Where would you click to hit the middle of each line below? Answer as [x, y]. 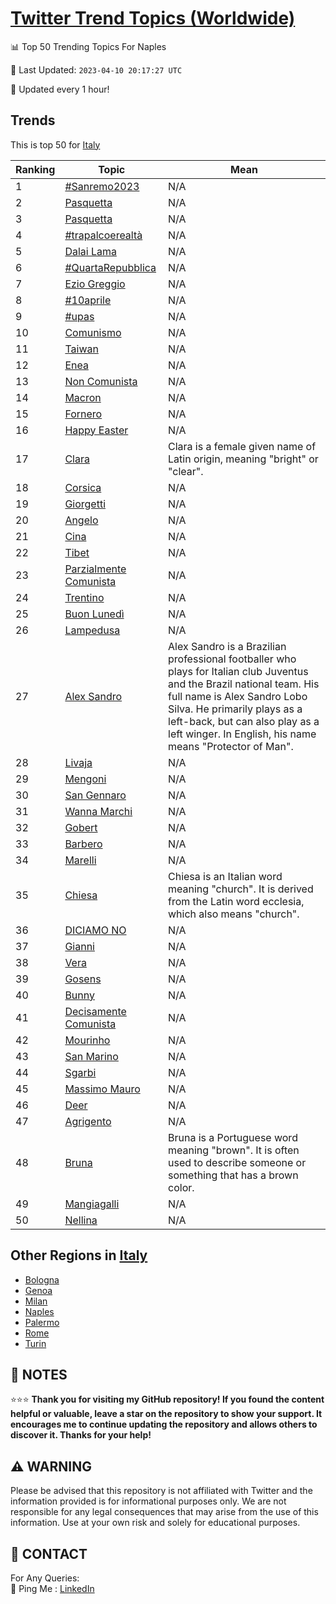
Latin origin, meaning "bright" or [243, 459]
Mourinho [87, 1040]
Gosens [83, 979]
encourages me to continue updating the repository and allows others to [164, 1424]
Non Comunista [101, 381]
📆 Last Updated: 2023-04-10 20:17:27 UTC [96, 69]
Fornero [83, 414]
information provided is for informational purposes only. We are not [148, 1501]
